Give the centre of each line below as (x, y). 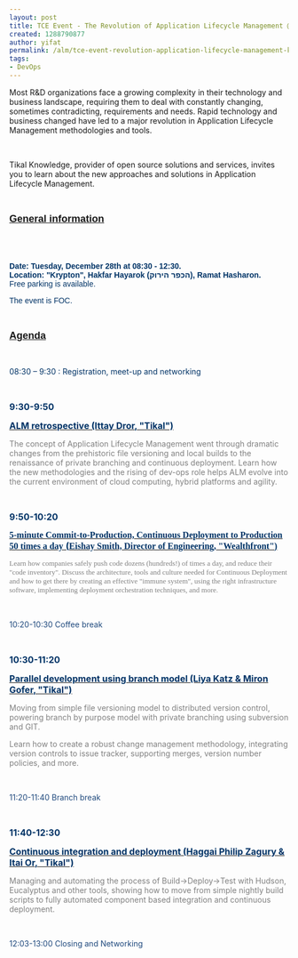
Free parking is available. (52, 284)
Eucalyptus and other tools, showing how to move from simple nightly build (146, 890)
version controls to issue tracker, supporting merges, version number (135, 753)
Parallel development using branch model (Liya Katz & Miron (139, 679)
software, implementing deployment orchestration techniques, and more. (114, 589)
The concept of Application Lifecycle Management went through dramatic (144, 443)
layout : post (33, 17)
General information (57, 219)
